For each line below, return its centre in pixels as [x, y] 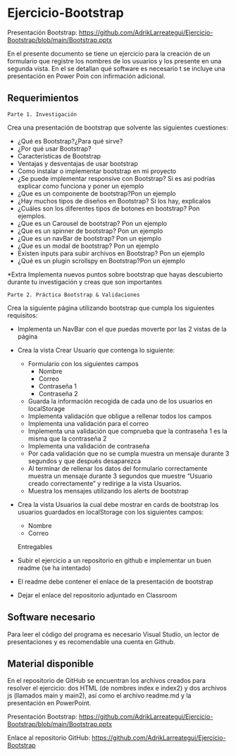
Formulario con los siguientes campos [83, 363]
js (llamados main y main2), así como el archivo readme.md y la [99, 695]
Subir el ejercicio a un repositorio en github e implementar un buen [114, 560]
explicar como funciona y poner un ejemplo [81, 186]
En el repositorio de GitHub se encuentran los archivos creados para [107, 681]
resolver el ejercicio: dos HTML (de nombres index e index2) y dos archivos [117, 688]
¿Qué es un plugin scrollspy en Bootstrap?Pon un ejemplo [101, 260]
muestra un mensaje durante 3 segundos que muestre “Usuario [120, 476]
